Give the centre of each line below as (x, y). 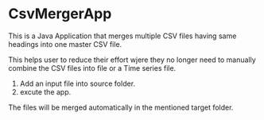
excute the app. (45, 91)
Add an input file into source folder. (78, 83)
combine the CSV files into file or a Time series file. (92, 68)
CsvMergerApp (60, 14)
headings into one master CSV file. (65, 44)
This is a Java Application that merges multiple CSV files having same (122, 36)
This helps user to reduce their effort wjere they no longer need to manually (132, 60)
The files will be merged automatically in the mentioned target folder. (121, 107)
